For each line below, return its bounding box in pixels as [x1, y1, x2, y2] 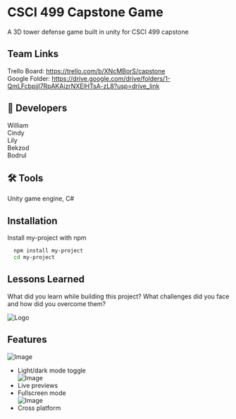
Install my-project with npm [7, 233, 87, 242]
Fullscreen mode [17, 389, 67, 397]
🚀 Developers [7, 102, 68, 114]
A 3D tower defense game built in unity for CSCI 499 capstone [7, 28, 189, 36]
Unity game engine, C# [7, 195, 75, 203]
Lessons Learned [7, 273, 85, 286]
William [7, 121, 29, 129]
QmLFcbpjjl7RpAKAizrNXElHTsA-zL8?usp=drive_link [7, 82, 160, 90]
